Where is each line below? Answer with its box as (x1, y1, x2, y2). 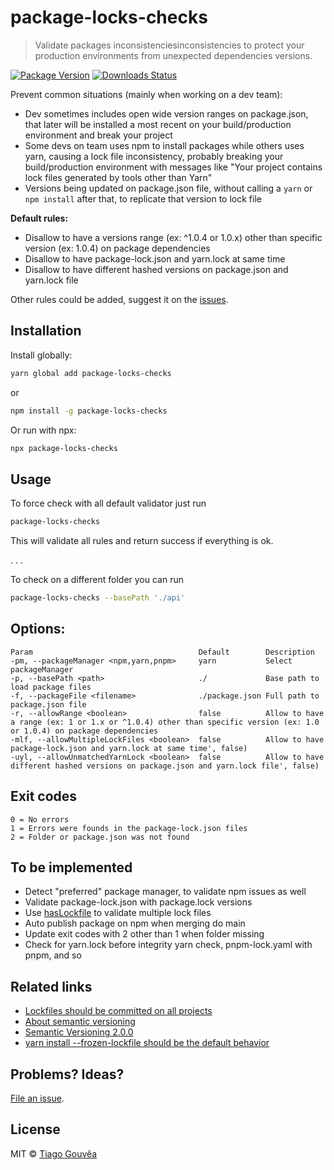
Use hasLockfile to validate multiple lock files (24, 907, 212, 919)
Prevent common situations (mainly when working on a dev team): (10, 88, 283, 100)
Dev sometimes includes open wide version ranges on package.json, (24, 107, 309, 120)
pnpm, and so (24, 949, 82, 961)
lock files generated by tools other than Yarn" (24, 171, 213, 183)
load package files (10, 682, 92, 692)
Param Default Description (10, 647, 315, 657)
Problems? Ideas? (10, 1066, 125, 1083)
